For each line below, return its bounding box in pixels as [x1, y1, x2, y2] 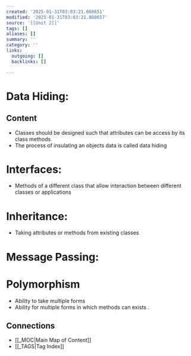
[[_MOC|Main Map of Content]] [14, 336, 92, 343]
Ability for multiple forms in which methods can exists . [14, 304, 150, 311]
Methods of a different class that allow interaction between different [14, 182, 181, 190]
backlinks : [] [11, 58, 46, 64]
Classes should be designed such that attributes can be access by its [14, 129, 186, 136]
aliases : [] [6, 31, 36, 37]
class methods [14, 135, 51, 143]
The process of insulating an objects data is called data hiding [14, 141, 167, 149]
